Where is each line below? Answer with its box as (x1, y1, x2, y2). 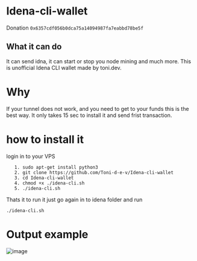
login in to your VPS (6, 153, 55, 160)
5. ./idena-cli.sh (14, 185, 61, 191)
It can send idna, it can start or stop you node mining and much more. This (6, 57, 192, 64)
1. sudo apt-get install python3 (14, 164, 98, 170)
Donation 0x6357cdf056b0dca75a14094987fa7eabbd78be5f (6, 24, 143, 31)
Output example (6, 227, 89, 241)
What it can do (6, 42, 62, 52)
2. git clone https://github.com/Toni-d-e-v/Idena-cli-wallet (14, 169, 174, 175)
